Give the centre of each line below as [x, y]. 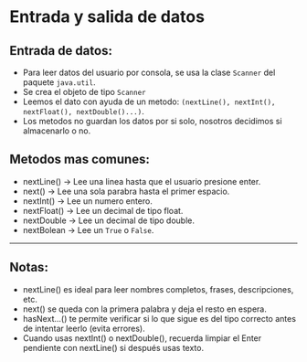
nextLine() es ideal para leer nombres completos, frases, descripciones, [158, 289]
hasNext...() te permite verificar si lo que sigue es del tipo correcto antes [159, 318]
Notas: [29, 267]
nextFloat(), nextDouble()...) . [83, 111]
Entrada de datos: [61, 51]
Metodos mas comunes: [80, 160]
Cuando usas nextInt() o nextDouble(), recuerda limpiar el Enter [142, 338]
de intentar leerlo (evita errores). [84, 328]
